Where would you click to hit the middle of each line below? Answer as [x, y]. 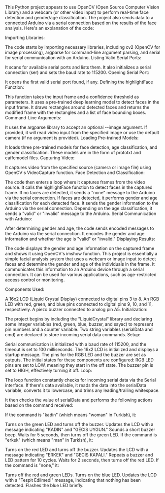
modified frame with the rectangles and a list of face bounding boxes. [76, 112]
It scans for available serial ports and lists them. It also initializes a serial [78, 67]
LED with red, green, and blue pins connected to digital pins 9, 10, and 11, [79, 304]
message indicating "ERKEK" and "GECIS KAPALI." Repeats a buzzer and [79, 455]
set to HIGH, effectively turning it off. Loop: [49, 370]
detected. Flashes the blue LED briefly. [44, 485]
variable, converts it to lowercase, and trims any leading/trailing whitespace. [82, 390]
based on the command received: [39, 405]
